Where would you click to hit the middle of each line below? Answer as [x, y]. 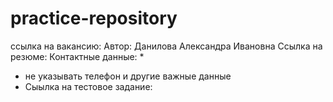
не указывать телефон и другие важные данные [128, 76]
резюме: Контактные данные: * [77, 56]
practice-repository [94, 18]
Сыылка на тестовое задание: [88, 86]
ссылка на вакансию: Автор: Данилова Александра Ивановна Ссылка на [166, 46]
